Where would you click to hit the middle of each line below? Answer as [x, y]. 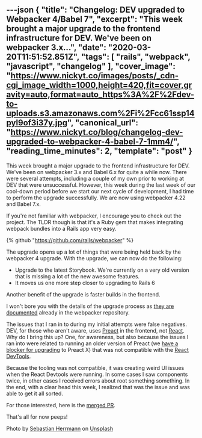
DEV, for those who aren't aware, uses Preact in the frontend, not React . [95, 330]
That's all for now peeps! [37, 417]
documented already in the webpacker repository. [68, 312]
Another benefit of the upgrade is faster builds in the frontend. [83, 294]
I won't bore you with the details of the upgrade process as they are [90, 306]
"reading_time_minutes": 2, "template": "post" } [99, 151]
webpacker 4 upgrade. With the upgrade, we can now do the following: [94, 258]
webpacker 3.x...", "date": [57, 48]
